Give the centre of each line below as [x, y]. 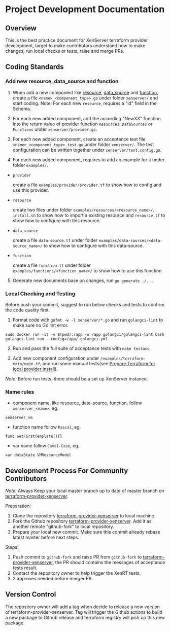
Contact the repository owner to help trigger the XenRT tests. [77, 573]
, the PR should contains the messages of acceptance [109, 563]
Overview [21, 28]
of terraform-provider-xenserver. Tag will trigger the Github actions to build [84, 612]
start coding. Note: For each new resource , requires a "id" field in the [84, 103]
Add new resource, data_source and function [62, 81]
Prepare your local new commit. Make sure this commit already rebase [87, 532]
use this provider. [31, 190]
